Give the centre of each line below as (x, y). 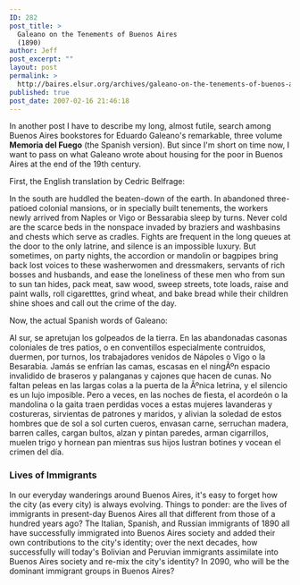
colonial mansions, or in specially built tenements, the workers (154, 208)
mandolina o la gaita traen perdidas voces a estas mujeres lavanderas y (141, 404)
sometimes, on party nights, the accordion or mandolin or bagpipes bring (144, 256)
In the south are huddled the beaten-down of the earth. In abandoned (137, 199)
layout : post (33, 68)
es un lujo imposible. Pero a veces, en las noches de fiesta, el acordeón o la (149, 395)
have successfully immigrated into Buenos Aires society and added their (142, 532)
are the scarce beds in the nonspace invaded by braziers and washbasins (145, 227)
